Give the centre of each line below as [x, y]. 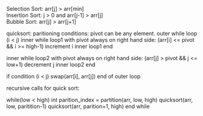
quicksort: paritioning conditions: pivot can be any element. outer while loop [102, 33]
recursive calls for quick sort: [43, 88]
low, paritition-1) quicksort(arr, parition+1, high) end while [78, 106]
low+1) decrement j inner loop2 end [51, 64]
